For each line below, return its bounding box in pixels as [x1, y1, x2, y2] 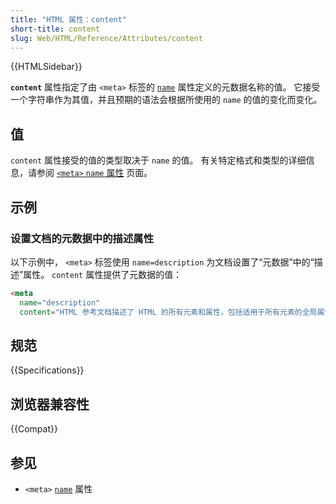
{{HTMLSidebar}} [10, 61, 83, 73]
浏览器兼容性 [10, 396, 90, 413]
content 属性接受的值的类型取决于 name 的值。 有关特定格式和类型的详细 [10, 154, 307, 166]
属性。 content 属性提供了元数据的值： [23, 268, 183, 280]
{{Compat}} [10, 423, 58, 435]
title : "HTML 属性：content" [10, 14, 128, 25]
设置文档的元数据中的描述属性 [10, 231, 155, 245]
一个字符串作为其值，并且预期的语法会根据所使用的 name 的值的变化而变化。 [10, 94, 323, 106]
